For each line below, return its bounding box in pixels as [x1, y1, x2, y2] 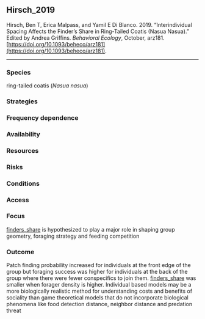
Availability [6, 130, 41, 138]
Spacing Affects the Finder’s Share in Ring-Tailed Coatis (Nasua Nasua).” [6, 28, 189, 35]
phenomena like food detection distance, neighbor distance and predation [6, 301, 193, 308]
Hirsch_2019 [6, 5, 56, 15]
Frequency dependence [6, 113, 79, 122]
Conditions [6, 179, 40, 188]
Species [6, 68, 31, 76]
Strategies [6, 97, 38, 106]
